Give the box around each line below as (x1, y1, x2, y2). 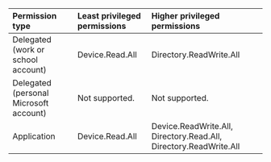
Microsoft (12, 98, 49, 108)
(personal (12, 88, 49, 98)
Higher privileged (151, 10, 220, 21)
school (12, 54, 39, 65)
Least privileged (77, 10, 141, 21)
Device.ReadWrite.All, (151, 121, 234, 131)
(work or (12, 44, 45, 55)
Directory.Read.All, (151, 131, 223, 142)
